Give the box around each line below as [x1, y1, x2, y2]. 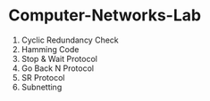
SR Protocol [21, 72, 65, 82]
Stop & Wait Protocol [21, 53, 97, 64]
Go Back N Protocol [21, 63, 95, 74]
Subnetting [21, 82, 63, 92]
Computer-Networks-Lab [8, 5, 202, 26]
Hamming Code [21, 43, 80, 54]
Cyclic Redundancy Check [21, 35, 120, 45]
